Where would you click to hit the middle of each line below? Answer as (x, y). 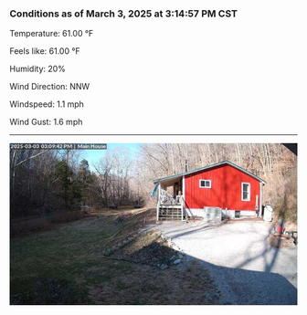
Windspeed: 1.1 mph (47, 104)
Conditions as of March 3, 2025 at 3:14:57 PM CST (123, 14)
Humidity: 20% (38, 69)
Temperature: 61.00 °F (52, 34)
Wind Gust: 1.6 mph (46, 122)
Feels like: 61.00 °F (45, 51)
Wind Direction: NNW (50, 87)
